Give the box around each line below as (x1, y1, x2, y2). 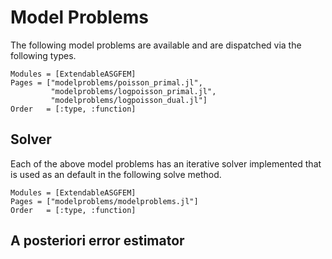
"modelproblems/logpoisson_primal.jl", (50, 86, 217, 96)
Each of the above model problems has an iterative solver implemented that (10, 157, 322, 170)
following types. (10, 49, 77, 61)
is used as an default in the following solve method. (10, 168, 222, 180)
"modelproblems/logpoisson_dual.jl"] (50, 95, 208, 105)
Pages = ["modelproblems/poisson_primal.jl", (10, 77, 203, 88)
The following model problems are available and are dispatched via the (10, 39, 302, 51)
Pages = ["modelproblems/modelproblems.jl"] (10, 196, 199, 206)
